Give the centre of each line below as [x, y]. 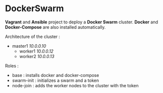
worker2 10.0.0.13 [37, 56]
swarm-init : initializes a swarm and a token [55, 80]
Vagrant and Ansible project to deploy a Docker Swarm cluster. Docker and [81, 22]
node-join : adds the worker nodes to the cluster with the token [75, 85]
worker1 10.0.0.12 [36, 51]
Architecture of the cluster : [33, 37]
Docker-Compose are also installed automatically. [55, 27]
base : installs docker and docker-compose [55, 75]
